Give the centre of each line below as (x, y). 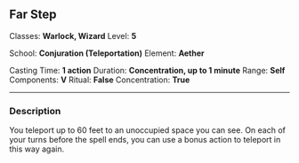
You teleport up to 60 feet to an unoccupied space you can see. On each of (148, 130)
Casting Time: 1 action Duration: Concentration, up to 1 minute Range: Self (147, 70)
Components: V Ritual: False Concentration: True (100, 80)
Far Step (33, 15)
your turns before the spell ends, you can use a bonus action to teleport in (145, 140)
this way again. (37, 149)
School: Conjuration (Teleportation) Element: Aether (107, 53)
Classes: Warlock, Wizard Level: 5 (73, 35)
